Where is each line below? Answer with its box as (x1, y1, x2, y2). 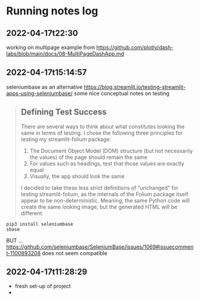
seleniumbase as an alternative (6, 83, 83, 90)
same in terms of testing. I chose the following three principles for (20, 129, 183, 136)
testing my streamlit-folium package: (20, 136, 112, 143)
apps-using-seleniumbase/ (6, 90, 73, 97)
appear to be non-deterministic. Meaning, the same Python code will (20, 197, 190, 204)
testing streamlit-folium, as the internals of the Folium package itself (20, 190, 189, 198)
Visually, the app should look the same (29, 172, 125, 180)
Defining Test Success (20, 107, 107, 117)
